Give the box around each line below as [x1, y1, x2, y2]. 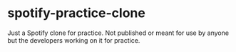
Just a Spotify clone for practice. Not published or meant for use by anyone [7, 28, 230, 37]
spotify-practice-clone [7, 5, 146, 21]
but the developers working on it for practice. [7, 36, 140, 44]
